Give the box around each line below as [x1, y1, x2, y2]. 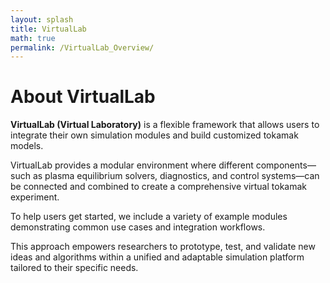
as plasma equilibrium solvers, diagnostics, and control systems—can [32, 170, 320, 182]
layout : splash [10, 14, 74, 25]
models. [10, 140, 44, 152]
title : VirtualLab [10, 24, 87, 34]
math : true [10, 33, 56, 43]
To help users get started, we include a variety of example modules [10, 211, 288, 223]
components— [255, 159, 317, 171]
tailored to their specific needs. [10, 262, 139, 274]
